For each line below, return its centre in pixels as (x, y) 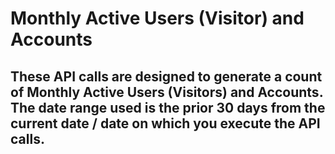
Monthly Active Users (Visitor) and (157, 18)
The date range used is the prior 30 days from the (168, 107)
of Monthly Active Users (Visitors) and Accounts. (167, 92)
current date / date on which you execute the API (165, 123)
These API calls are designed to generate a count (166, 76)
